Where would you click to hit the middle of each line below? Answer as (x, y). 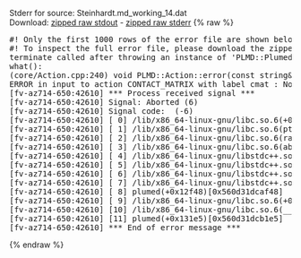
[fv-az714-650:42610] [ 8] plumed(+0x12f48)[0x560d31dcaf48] (146, 192)
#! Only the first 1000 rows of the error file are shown (139, 39)
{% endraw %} (37, 245)
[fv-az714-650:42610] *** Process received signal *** (132, 93)
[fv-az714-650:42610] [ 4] (69, 156)
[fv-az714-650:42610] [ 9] (69, 201)
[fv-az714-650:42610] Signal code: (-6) (102, 111)
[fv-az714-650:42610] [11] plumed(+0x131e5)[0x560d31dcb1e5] (146, 219)
